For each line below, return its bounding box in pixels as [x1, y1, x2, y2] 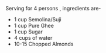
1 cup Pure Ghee [13, 22, 54, 29]
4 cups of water [13, 35, 53, 41]
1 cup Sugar [13, 28, 43, 35]
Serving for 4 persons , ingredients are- [5, 5, 101, 12]
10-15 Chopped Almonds [13, 40, 74, 47]
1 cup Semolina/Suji [13, 16, 62, 22]
